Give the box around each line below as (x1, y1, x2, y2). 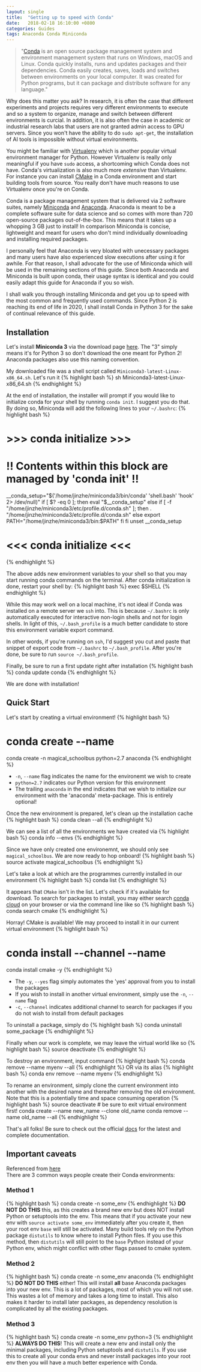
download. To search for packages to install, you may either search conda (6, 894, 190, 901)
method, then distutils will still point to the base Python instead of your (6, 1238, 184, 1245)
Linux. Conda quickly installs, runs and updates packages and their (20, 61, 187, 68)
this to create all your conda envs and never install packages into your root (6, 1353, 191, 1360)
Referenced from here (6, 1165, 61, 1172)
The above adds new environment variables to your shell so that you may (6, 570, 187, 577)
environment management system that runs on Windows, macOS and (20, 54, 193, 61)
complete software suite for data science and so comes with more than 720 (6, 210, 193, 217)
